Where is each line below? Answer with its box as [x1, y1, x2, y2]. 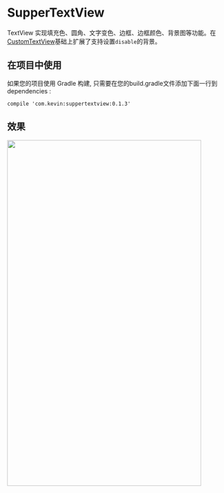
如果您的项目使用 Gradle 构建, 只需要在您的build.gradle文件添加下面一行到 [7, 79, 218, 87]
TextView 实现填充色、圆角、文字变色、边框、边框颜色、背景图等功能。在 [7, 28, 216, 37]
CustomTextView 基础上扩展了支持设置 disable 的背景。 [7, 37, 161, 46]
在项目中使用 [7, 59, 62, 71]
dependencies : [7, 86, 52, 95]
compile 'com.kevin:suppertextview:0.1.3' [7, 100, 131, 107]
